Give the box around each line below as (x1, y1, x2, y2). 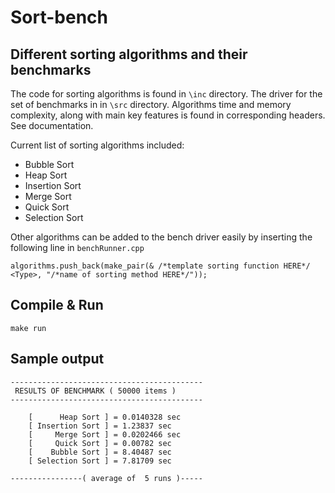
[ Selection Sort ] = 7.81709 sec (28, 456, 172, 466)
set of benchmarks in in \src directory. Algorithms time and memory (10, 99, 292, 110)
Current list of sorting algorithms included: (10, 139, 185, 151)
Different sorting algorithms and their (10, 46, 248, 63)
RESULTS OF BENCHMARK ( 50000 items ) (14, 386, 177, 396)
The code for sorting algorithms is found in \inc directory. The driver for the (10, 88, 323, 100)
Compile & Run (10, 297, 104, 314)
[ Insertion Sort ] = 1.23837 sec (28, 421, 172, 431)
